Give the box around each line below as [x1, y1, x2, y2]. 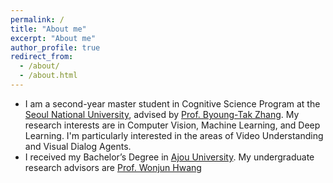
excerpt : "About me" [10, 33, 97, 43]
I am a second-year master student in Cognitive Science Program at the [24, 97, 321, 110]
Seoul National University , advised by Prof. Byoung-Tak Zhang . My [24, 108, 300, 120]
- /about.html [19, 71, 78, 81]
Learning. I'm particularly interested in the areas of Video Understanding [24, 129, 324, 141]
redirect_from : [10, 52, 74, 62]
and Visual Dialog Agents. [24, 140, 132, 152]
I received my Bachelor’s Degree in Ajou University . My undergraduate [24, 151, 315, 163]
